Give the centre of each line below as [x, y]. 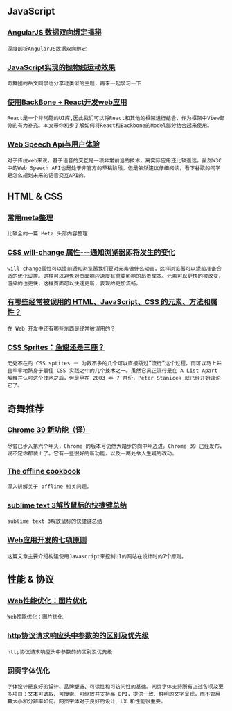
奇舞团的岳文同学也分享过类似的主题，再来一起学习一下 [74, 83]
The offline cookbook [44, 471]
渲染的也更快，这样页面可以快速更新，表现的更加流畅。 [74, 283]
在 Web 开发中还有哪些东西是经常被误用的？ [61, 328]
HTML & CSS [35, 196]
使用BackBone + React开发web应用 [67, 102]
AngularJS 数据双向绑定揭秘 [54, 33]
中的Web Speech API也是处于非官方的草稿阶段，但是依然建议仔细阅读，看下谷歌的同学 [114, 168]
